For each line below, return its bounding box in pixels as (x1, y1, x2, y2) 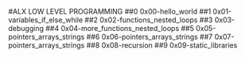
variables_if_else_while (8, 15, 84, 25)
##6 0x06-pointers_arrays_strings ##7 (86, 32, 213, 41)
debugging (8, 24, 45, 33)
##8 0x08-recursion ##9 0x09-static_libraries (86, 41, 238, 50)
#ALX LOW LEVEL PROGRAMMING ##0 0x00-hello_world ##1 (8, 7, 212, 16)
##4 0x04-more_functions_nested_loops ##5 (45, 24, 195, 33)
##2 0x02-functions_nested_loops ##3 (84, 15, 213, 25)
